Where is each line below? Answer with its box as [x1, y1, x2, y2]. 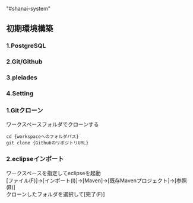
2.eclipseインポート [6, 155, 64, 163]
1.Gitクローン [6, 107, 43, 114]
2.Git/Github [6, 57, 43, 66]
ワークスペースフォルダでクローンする [6, 121, 99, 128]
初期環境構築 [6, 24, 53, 34]
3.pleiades [6, 73, 37, 82]
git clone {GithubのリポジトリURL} [6, 140, 89, 146]
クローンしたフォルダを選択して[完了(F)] [6, 191, 105, 198]
